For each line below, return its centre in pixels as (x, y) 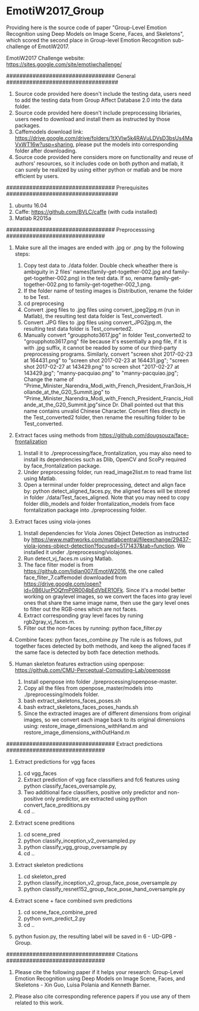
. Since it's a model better (154, 590)
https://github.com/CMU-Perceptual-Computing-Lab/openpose (93, 670)
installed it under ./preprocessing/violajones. (78, 552)
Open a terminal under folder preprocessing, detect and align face (105, 484)
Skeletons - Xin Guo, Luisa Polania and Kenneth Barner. (83, 985)
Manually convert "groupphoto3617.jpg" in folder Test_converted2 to (107, 335)
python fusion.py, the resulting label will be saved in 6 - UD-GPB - (95, 936)
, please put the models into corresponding (125, 144)
